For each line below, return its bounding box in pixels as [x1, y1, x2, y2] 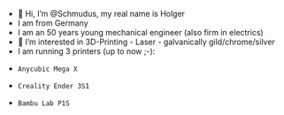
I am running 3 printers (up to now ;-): [17, 46, 156, 57]
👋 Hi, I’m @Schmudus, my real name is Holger [17, 9, 186, 19]
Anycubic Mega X [17, 65, 78, 73]
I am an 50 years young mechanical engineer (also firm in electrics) [17, 27, 264, 37]
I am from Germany [17, 18, 88, 28]
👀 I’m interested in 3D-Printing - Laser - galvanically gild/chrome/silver [17, 36, 276, 47]
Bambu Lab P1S [17, 99, 70, 108]
